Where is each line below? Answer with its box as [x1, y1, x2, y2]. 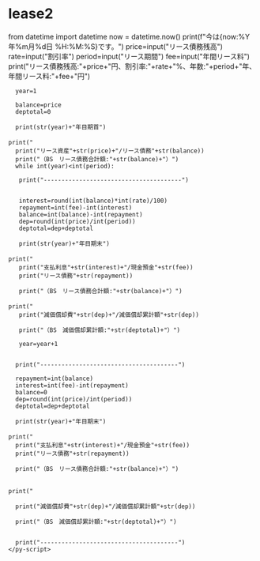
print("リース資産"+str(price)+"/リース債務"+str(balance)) [15, 147, 205, 155]
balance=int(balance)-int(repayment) [18, 210, 144, 218]
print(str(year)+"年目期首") [15, 123, 107, 131]
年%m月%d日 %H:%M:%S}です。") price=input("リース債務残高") [8, 41, 224, 51]
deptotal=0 [15, 107, 51, 115]
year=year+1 [18, 340, 58, 348]
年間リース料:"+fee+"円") [8, 71, 91, 81]
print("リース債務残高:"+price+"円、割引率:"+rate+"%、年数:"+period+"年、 [8, 61, 257, 71]
